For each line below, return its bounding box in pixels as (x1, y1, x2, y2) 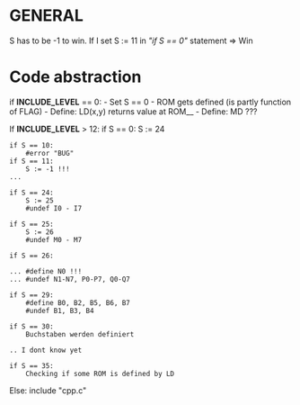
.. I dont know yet (9, 346, 83, 355)
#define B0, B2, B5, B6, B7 (25, 298, 130, 307)
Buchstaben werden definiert (25, 329, 135, 338)
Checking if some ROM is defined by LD (25, 369, 175, 378)
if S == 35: (9, 361, 54, 370)
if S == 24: (9, 188, 54, 197)
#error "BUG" (25, 148, 75, 157)
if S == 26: (9, 251, 54, 260)
